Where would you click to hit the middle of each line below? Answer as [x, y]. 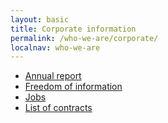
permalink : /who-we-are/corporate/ [84, 38]
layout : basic [40, 19]
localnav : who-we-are [55, 47]
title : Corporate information [73, 29]
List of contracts [58, 108]
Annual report [53, 76]
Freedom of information [73, 87]
